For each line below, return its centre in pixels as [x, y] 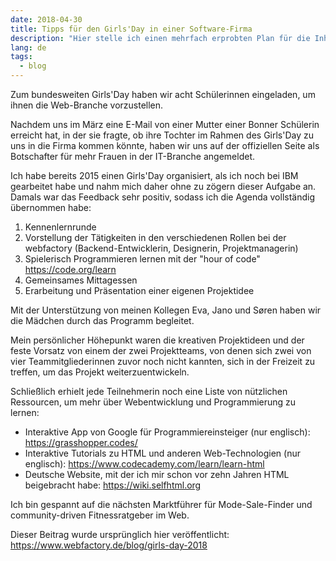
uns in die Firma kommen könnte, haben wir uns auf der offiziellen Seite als [165, 145]
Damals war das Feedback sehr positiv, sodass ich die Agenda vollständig [163, 197]
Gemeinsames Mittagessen [81, 280]
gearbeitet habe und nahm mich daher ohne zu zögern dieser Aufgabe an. [163, 186]
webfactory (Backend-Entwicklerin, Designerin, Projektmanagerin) [161, 248]
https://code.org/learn [70, 269]
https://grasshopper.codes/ [81, 442]
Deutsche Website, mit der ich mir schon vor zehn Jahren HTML [157, 474]
